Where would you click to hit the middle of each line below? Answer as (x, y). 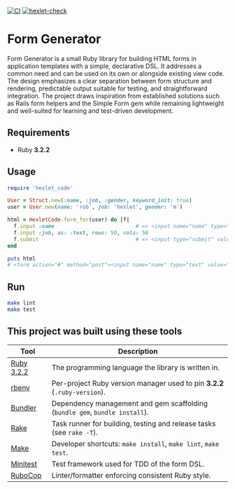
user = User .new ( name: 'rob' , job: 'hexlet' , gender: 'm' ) (95, 207)
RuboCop (26, 475)
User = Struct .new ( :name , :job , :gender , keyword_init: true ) (100, 201)
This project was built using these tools (95, 331)
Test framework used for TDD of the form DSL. (128, 464)
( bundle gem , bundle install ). (100, 412)
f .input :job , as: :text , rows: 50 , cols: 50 (81, 233)
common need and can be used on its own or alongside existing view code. (116, 73)
